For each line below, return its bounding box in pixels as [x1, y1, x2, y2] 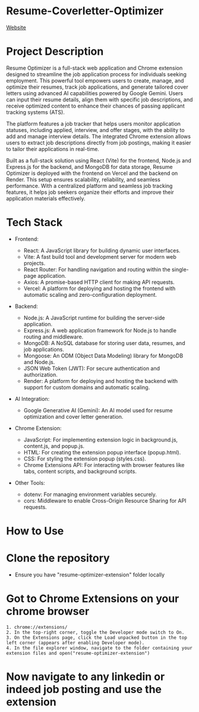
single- [171, 266, 189, 273]
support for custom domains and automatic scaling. [23, 384, 150, 391]
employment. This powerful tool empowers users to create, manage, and [6, 77, 184, 84]
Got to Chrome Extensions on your [6, 592, 179, 606]
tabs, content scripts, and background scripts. [23, 468, 137, 475]
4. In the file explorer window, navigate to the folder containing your [6, 645, 193, 651]
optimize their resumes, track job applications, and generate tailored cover [6, 83, 188, 90]
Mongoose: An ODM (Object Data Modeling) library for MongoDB [23, 352, 184, 359]
